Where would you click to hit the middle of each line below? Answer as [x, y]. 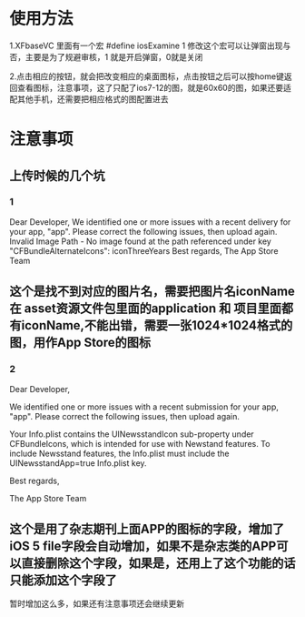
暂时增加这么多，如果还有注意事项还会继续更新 [97, 604]
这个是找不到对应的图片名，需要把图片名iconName [152, 292]
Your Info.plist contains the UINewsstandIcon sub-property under [132, 434]
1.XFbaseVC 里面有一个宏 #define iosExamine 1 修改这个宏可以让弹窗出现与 [150, 46]
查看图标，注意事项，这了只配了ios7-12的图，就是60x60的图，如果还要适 [154, 87]
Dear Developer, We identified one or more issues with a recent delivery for [150, 222]
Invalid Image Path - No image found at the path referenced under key [141, 241]
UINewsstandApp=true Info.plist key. [78, 463]
